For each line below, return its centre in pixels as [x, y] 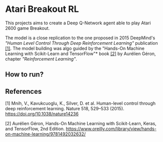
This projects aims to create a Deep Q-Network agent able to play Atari [78, 23]
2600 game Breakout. [27, 28]
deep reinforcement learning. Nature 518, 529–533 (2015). [65, 109]
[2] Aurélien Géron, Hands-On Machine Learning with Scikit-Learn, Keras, [81, 124]
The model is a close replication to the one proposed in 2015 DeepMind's [80, 38]
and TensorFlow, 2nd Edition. [35, 129]
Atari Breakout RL [42, 9]
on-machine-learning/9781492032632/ [46, 134]
